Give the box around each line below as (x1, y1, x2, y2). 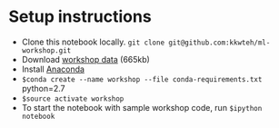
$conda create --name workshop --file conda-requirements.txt (21, 74, 263, 84)
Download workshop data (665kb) (21, 54, 151, 64)
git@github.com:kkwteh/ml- (168, 38, 271, 47)
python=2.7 (21, 83, 65, 94)
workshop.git (21, 45, 72, 55)
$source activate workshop (21, 94, 125, 103)
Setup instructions (8, 6, 152, 27)
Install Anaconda (21, 64, 85, 74)
